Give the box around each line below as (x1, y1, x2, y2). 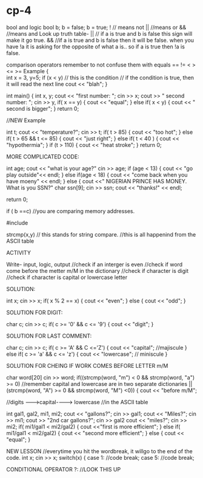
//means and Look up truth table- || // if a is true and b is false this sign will (6, 30, 193, 37)
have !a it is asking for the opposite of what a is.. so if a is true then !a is (6, 43, 185, 50)
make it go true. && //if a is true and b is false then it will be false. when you (6, 36, 195, 44)
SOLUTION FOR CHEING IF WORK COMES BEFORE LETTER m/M (6, 362, 168, 369)
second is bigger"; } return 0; (6, 105, 79, 112)
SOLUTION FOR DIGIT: (6, 309, 63, 316)
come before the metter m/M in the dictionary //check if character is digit (6, 267, 189, 274)
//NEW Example (6, 116, 46, 124)
